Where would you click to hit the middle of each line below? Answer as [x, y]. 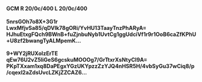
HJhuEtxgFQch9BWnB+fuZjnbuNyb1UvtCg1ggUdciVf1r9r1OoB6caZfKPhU [101, 34]
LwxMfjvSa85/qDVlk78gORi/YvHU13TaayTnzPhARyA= [76, 28]
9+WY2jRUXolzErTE [32, 53]
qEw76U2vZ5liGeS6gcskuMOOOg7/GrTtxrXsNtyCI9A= [77, 60]
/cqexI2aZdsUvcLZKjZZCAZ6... [47, 72]
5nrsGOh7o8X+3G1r [32, 22]
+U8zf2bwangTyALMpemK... [44, 41]
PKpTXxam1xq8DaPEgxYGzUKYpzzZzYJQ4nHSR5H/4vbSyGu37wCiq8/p [100, 66]
